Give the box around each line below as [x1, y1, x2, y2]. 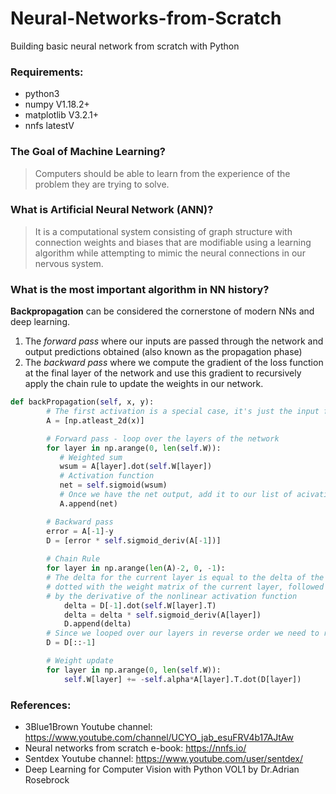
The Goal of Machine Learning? [10, 145, 166, 159]
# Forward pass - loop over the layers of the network [46, 433, 280, 444]
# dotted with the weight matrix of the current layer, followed [46, 582, 325, 592]
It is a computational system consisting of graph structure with [34, 225, 293, 237]
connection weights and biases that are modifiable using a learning [34, 236, 312, 248]
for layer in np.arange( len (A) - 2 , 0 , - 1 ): [46, 563, 226, 574]
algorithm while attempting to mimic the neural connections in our [34, 247, 306, 259]
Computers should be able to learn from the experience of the [34, 167, 291, 179]
